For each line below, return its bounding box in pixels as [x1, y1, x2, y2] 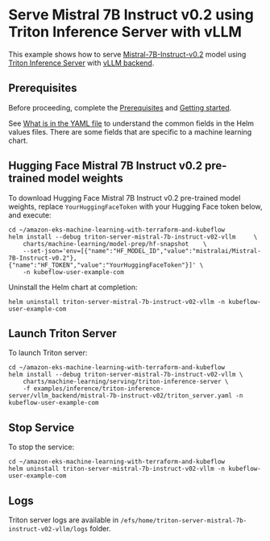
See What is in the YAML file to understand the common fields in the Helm [8, 119, 254, 128]
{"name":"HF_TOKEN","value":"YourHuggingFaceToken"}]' [8, 260, 197, 269]
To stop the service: [8, 442, 75, 452]
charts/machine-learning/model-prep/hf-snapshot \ [23, 239, 207, 248]
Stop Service [8, 421, 75, 435]
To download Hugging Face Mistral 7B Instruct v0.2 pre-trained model [8, 193, 241, 202]
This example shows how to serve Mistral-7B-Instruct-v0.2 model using [8, 49, 247, 59]
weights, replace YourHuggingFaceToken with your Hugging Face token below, [8, 202, 264, 211]
